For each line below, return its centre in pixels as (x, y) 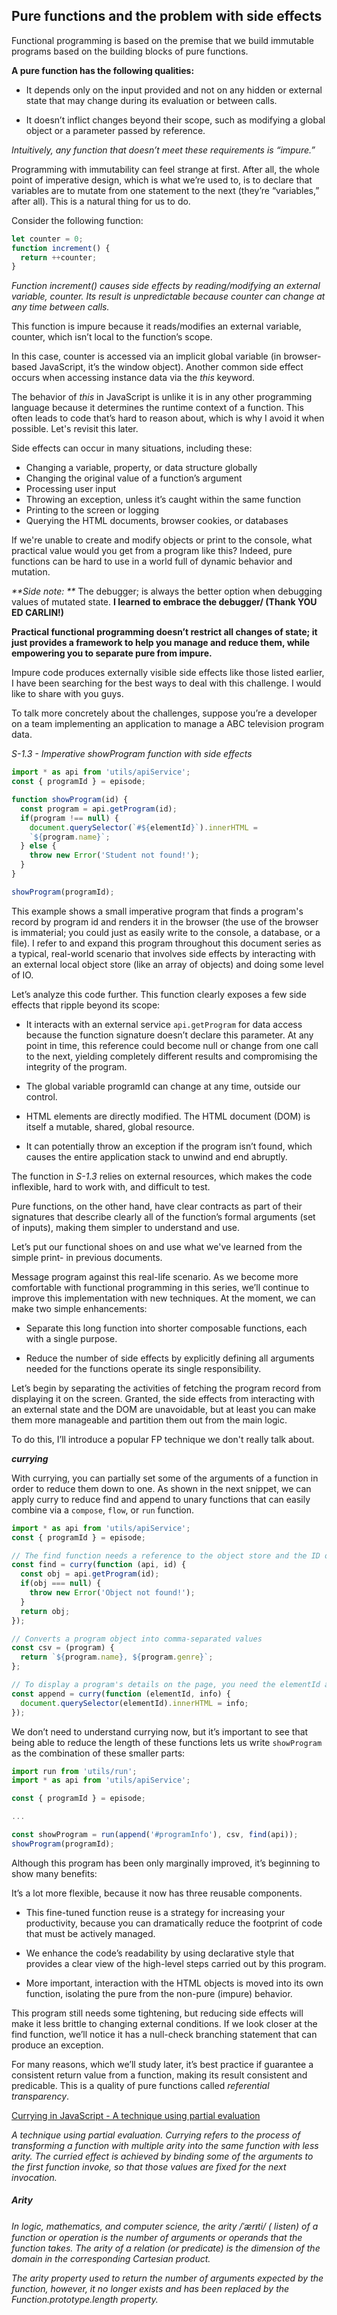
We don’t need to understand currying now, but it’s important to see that (160, 1731)
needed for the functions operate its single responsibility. (143, 1368)
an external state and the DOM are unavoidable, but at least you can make (164, 1409)
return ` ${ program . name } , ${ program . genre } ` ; (117, 1657)
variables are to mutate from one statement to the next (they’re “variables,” (165, 190)
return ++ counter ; (59, 257)
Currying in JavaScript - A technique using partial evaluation (136, 2115)
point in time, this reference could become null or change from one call (172, 1045)
